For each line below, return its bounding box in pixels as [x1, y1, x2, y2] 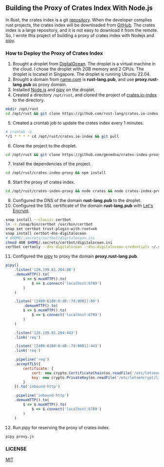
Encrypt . [12, 208, 30, 214]
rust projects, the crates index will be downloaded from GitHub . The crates [5, 22, 155, 28]
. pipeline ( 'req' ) [14, 357, 50, 362]
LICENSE [5, 446, 27, 452]
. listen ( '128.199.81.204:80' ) [14, 267, 76, 272]
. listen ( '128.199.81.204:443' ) [14, 330, 78, 335]
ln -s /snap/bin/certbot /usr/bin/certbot [5, 222, 93, 227]
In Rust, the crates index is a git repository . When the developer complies [5, 17, 152, 22]
